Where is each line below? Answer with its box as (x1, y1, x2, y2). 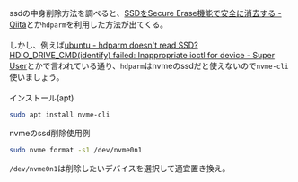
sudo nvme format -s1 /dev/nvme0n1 (9, 145, 143, 154)
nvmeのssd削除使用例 (9, 127, 91, 138)
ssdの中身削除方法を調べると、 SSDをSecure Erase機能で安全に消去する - (9, 8, 282, 18)
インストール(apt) (9, 92, 74, 103)
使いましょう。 (9, 72, 65, 82)
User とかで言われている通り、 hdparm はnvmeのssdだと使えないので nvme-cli (9, 61, 289, 71)
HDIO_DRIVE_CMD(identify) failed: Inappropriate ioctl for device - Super (9, 50, 276, 60)
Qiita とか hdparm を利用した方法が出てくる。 (9, 19, 169, 30)
